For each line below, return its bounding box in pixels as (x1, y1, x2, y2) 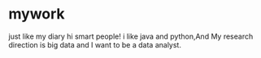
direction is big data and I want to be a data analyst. (8, 39, 181, 49)
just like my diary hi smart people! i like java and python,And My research (8, 31, 254, 41)
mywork (8, 5, 65, 23)
